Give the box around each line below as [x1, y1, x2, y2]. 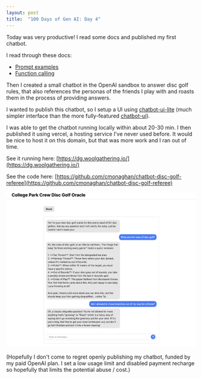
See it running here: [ [6, 154, 59, 162]
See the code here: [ [6, 172, 57, 180]
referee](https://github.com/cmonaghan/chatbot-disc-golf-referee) [6, 179, 173, 186]
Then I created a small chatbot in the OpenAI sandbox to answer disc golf [6, 81, 188, 89]
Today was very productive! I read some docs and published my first [6, 33, 176, 40]
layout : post [6, 10, 39, 16]
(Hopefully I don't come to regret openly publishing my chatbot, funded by [6, 353, 191, 361]
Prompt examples [14, 63, 59, 70]
